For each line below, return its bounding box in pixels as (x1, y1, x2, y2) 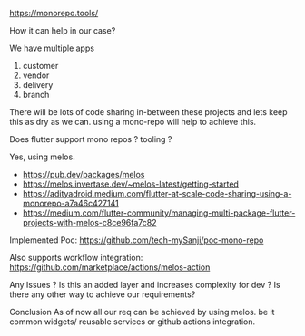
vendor (22, 70, 50, 81)
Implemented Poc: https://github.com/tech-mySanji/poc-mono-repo (9, 235, 264, 245)
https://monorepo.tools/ (9, 8, 99, 18)
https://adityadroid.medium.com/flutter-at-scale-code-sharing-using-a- (22, 188, 292, 198)
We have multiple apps (9, 43, 95, 53)
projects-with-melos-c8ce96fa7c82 (22, 217, 157, 227)
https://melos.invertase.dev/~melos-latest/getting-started (22, 178, 239, 189)
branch (22, 90, 50, 100)
